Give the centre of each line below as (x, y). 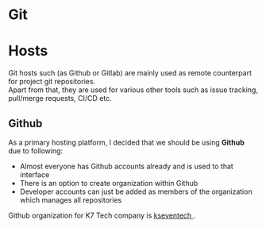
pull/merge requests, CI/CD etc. (60, 99)
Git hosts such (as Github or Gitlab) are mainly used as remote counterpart (130, 73)
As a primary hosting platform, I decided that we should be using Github (126, 142)
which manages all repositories (71, 199)
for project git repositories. (52, 82)
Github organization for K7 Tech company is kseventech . (102, 215)
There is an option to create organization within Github (109, 183)
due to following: (36, 151)
